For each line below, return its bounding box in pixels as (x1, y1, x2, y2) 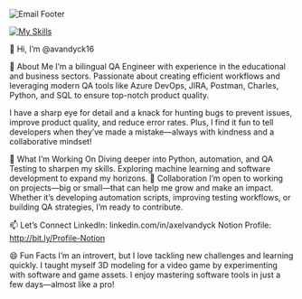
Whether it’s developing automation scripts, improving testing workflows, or (9, 192, 291, 202)
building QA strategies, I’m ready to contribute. (9, 201, 184, 212)
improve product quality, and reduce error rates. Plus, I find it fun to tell (9, 117, 274, 127)
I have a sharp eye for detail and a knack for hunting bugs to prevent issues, (9, 107, 293, 117)
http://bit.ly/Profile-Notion (9, 233, 106, 243)
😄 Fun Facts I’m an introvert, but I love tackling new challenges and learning (9, 250, 294, 261)
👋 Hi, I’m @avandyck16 (9, 43, 95, 54)
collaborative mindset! (9, 136, 92, 146)
